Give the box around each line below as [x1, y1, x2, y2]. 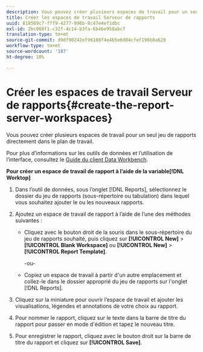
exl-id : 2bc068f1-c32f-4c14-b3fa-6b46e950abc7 [6, 25, 126, 32]
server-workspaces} [6, 111, 113, 125]
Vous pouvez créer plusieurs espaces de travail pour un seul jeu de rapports [6, 131, 196, 138]
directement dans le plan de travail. [6, 138, 94, 145]
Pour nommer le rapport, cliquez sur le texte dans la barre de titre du [14, 314, 186, 321]
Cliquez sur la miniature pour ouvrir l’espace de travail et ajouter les [14, 296, 183, 303]
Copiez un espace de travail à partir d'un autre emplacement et [24, 271, 182, 279]
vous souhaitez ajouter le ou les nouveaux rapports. [14, 198, 144, 206]
